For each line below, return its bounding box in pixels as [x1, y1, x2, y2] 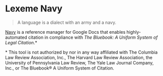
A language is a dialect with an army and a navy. [17, 19, 117, 25]
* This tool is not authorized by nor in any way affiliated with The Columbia [5, 49, 158, 55]
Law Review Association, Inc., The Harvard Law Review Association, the [5, 54, 153, 60]
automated [5, 34, 27, 40]
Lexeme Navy [5, 3, 63, 14]
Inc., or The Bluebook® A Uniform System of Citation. [5, 65, 114, 71]
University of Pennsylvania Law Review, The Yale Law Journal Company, [5, 60, 154, 66]
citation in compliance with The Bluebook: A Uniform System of [28, 34, 158, 40]
